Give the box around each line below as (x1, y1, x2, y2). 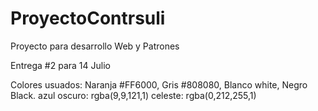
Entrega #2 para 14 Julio (10, 59, 111, 71)
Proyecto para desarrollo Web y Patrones (10, 40, 180, 52)
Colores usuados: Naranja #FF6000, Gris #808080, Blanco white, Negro (10, 78, 308, 91)
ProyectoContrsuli (10, 7, 166, 30)
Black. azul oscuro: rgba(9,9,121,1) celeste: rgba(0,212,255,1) (10, 89, 257, 101)
